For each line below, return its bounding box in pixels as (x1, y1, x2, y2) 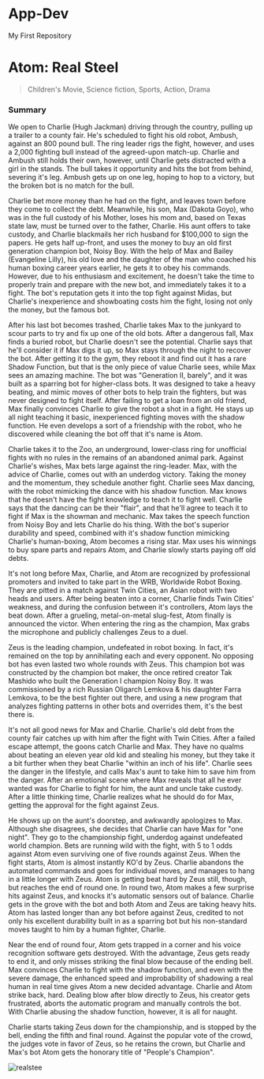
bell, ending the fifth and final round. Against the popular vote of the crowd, (8, 1031, 253, 1040)
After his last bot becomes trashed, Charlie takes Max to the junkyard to (8, 320, 242, 330)
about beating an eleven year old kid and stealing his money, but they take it (8, 750, 255, 760)
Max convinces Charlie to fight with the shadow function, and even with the (8, 965, 254, 975)
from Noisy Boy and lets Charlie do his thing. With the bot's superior (8, 520, 229, 529)
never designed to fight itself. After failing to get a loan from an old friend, (8, 396, 247, 405)
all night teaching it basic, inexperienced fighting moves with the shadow (8, 413, 245, 422)
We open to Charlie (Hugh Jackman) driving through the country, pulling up (8, 122, 254, 132)
